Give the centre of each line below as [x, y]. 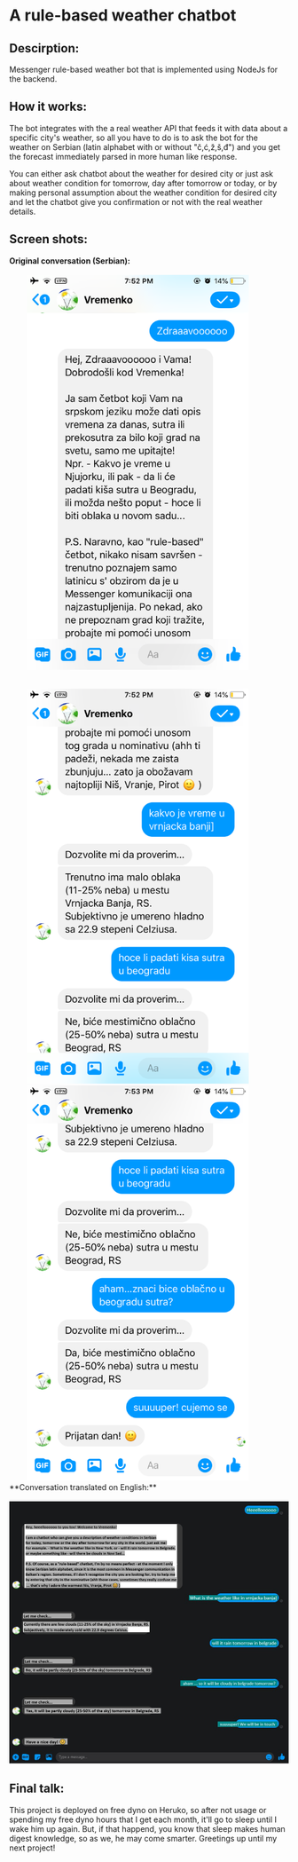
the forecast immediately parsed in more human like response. [123, 156]
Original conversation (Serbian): [70, 260]
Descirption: [44, 48]
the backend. [33, 79]
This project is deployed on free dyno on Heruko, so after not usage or [138, 1810]
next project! [32, 1848]
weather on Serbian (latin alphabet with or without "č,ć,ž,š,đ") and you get [145, 146]
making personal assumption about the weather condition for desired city [143, 193]
